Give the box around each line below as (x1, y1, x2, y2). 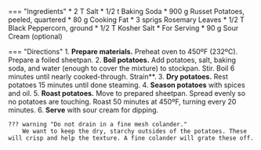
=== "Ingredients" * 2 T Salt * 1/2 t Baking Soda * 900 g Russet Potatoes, (8, 7, 245, 16)
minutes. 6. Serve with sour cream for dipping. (8, 105, 159, 115)
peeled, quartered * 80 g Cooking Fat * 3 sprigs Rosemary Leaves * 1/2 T (8, 15, 245, 24)
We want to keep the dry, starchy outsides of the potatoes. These (22, 127, 247, 135)
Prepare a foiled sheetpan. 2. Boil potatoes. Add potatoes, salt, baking (8, 55, 237, 64)
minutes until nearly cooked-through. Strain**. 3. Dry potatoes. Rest (8, 72, 229, 81)
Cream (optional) (8, 31, 63, 41)
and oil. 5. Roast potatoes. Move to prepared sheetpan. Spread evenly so (8, 89, 245, 97)
